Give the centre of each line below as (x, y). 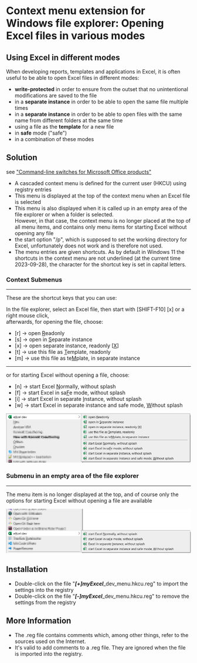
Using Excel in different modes (63, 57)
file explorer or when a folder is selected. (64, 214)
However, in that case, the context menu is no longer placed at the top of (103, 220)
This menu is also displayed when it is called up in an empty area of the (101, 208)
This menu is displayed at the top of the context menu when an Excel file (102, 196)
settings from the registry (45, 602)
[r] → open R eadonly (40, 333)
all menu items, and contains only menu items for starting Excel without (101, 227)
